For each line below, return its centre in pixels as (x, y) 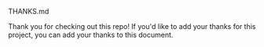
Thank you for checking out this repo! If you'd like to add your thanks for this (132, 26)
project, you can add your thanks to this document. (91, 35)
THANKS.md (29, 11)
